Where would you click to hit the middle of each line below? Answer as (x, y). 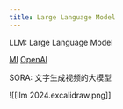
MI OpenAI (29, 59)
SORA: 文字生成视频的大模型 (61, 77)
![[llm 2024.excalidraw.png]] (60, 95)
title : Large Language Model (62, 17)
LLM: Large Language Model (61, 42)
